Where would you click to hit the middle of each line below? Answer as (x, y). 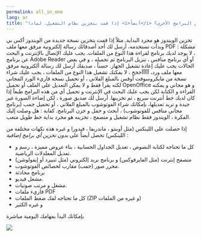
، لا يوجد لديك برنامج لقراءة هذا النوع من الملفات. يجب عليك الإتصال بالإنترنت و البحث (101, 53)
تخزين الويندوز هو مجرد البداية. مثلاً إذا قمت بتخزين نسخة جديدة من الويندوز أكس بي (99, 40)
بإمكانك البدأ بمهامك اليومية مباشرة (45, 216)
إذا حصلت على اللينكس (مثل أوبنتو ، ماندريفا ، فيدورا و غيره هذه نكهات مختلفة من (97, 129)
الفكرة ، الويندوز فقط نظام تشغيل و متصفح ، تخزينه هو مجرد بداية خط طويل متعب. (98, 117)
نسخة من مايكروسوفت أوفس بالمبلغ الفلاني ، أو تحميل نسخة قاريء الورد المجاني (96, 78)
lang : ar (17, 17)
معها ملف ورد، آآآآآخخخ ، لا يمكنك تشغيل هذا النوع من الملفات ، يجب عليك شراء (94, 72)
